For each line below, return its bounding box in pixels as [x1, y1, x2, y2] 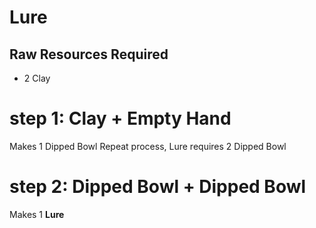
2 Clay [23, 72, 51, 84]
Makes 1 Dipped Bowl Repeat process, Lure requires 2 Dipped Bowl [9, 140, 287, 152]
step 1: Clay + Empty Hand [9, 107, 232, 130]
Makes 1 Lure [9, 208, 65, 220]
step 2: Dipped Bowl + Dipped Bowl [9, 176, 307, 198]
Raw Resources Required [9, 46, 169, 63]
